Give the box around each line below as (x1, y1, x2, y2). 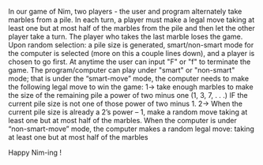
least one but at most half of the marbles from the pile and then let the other (8, 24, 255, 32)
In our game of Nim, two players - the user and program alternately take (8, 7, 242, 16)
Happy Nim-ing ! (8, 148, 62, 157)
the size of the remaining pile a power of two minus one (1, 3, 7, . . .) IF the (8, 91, 248, 99)
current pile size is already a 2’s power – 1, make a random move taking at (8, 107, 248, 117)
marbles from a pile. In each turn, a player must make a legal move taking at (8, 15, 255, 24)
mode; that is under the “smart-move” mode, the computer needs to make (8, 74, 250, 83)
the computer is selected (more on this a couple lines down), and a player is (8, 49, 255, 58)
